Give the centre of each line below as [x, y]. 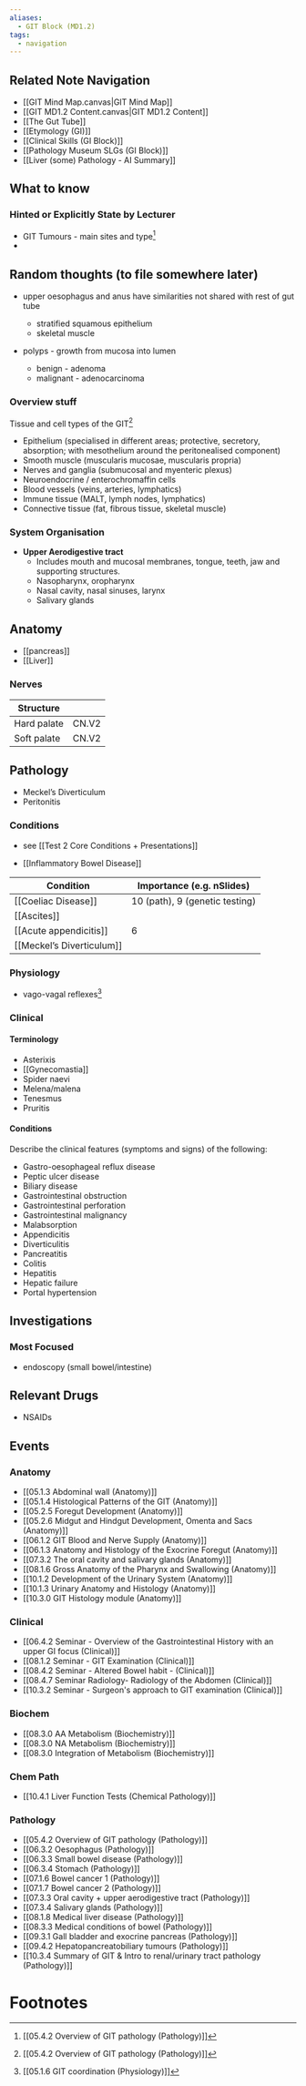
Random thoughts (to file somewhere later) [134, 274]
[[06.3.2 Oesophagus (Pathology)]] [88, 1849]
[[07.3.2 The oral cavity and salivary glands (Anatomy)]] [127, 1559]
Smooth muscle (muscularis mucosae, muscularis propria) [132, 460]
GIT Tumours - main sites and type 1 [89, 235]
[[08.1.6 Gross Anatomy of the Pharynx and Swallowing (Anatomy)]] [149, 1570]
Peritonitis [41, 802]
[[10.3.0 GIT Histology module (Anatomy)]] [102, 1599]
